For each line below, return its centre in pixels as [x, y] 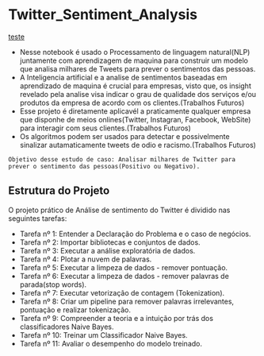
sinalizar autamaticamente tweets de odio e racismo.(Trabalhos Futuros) [138, 145]
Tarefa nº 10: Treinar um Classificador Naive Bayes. [103, 335]
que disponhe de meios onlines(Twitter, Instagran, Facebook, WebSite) [135, 119]
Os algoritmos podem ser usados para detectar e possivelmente [124, 136]
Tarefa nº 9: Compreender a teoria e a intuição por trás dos [117, 318]
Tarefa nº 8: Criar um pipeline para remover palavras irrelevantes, [127, 301]
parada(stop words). [53, 284]
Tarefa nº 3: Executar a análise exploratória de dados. [107, 250]
